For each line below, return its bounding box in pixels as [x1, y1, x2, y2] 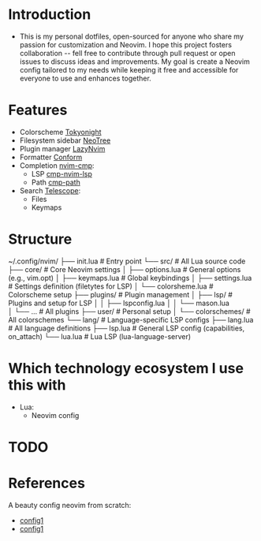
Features [8, 101, 68, 119]
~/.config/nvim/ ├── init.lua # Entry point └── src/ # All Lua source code [8, 256, 246, 266]
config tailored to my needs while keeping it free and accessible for [19, 65, 239, 74]
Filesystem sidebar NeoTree [19, 136, 111, 145]
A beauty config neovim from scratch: [8, 500, 132, 509]
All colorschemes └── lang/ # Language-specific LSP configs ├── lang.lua [8, 315, 254, 324]
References [8, 475, 85, 492]
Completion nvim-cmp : [19, 160, 95, 170]
